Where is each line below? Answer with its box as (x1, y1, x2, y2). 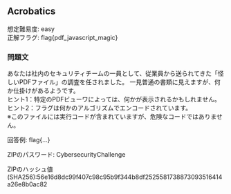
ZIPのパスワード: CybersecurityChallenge (7, 151, 126, 159)
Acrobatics (7, 6, 56, 17)
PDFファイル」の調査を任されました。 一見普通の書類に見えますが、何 (19, 78, 221, 86)
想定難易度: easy (7, 24, 55, 33)
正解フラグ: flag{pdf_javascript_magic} (7, 33, 118, 41)
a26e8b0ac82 (7, 180, 48, 188)
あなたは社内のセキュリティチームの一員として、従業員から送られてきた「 (7, 69, 218, 78)
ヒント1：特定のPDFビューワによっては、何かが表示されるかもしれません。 (7, 95, 221, 104)
